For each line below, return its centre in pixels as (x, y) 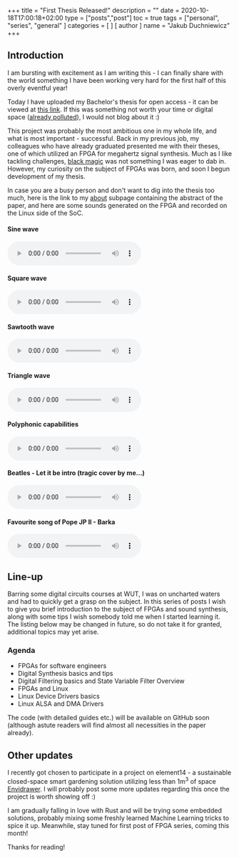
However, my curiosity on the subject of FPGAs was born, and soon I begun (119, 169)
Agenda (21, 650)
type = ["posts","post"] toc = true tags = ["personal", (142, 18)
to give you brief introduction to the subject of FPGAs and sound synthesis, (118, 609)
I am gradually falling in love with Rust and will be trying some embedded (115, 810)
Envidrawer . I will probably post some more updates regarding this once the (118, 789)
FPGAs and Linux (43, 689)
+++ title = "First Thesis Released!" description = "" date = (93, 10)
